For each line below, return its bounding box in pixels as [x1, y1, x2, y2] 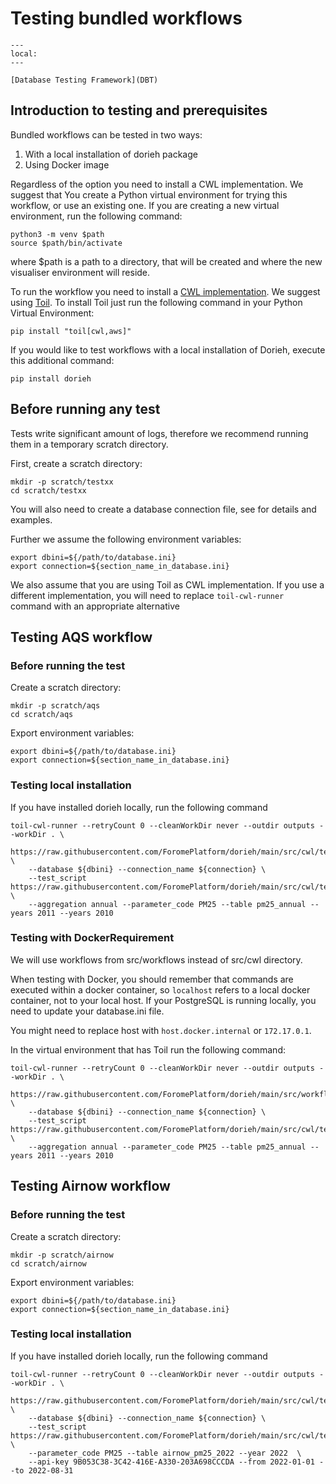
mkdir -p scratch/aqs [10, 701, 101, 711]
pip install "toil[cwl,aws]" [10, 326, 132, 336]
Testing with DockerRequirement [10, 931, 175, 945]
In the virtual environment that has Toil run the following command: [10, 1043, 286, 1056]
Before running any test [10, 401, 161, 418]
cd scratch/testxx [10, 485, 87, 496]
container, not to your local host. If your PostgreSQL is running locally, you [10, 994, 317, 1006]
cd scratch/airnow [10, 1258, 87, 1269]
